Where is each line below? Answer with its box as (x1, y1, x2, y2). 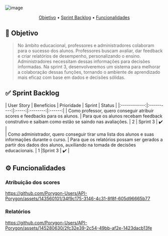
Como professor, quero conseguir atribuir (68, 107, 154, 113)
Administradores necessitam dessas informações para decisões (17, 58, 150, 64)
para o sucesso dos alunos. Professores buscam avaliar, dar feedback (17, 48, 163, 54)
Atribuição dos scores (5, 179, 60, 186)
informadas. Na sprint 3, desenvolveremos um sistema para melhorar (17, 63, 160, 70)
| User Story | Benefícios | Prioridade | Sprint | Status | (5, 102, 117, 108)
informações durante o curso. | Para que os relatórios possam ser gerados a (5, 136, 163, 143)
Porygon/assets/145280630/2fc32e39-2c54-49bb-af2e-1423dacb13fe (5, 225, 152, 231)
